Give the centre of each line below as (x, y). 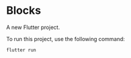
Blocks (24, 11)
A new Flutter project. (33, 27)
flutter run (21, 50)
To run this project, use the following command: (65, 39)
